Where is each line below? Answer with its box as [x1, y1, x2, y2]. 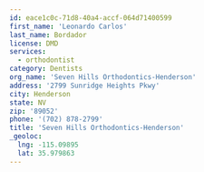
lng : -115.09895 [17, 140, 79, 149]
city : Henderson [9, 89, 71, 98]
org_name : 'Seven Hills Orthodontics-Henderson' [9, 73, 197, 82]
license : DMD [9, 38, 59, 48]
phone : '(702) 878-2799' [9, 115, 103, 124]
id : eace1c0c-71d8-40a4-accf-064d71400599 [9, 13, 172, 23]
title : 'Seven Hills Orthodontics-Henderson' [9, 124, 184, 133]
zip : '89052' [9, 106, 59, 116]
